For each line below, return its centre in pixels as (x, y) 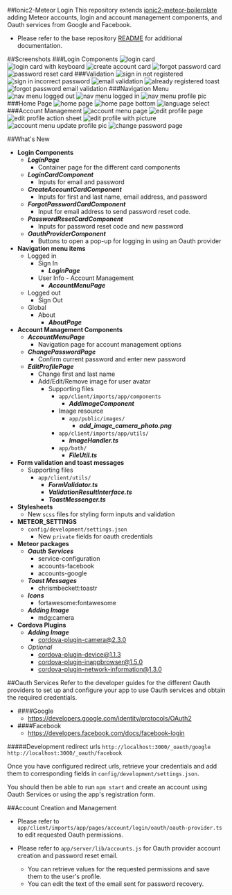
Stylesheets (35, 507)
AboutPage (65, 322)
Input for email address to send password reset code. (114, 212)
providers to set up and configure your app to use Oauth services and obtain (117, 690)
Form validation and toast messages (71, 462)
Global (37, 307)
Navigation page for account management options (110, 344)
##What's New (28, 139)
